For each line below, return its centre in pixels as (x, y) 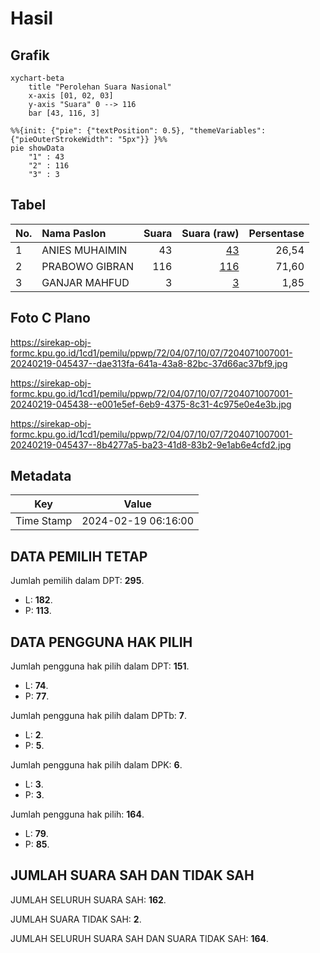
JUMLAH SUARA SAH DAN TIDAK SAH (132, 875)
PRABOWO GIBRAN (87, 266)
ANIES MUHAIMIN (84, 250)
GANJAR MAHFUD (85, 282)
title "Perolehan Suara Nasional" (100, 87)
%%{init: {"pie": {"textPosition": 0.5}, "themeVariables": (138, 131)
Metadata (41, 476)
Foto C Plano (50, 318)
